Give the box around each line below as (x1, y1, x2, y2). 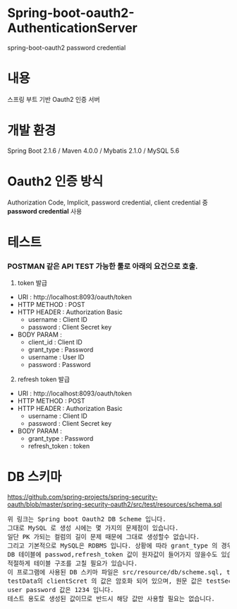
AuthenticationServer (7, 20, 138, 36)
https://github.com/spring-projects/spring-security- (7, 493, 158, 501)
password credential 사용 (7, 207, 83, 215)
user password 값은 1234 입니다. (7, 586, 114, 594)
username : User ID (28, 353, 85, 361)
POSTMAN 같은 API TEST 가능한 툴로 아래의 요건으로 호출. (7, 261, 198, 271)
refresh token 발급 (17, 375, 71, 383)
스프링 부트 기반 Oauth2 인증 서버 (7, 95, 100, 103)
